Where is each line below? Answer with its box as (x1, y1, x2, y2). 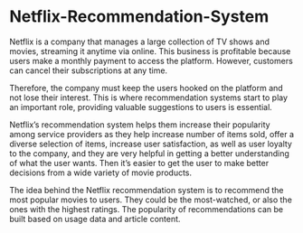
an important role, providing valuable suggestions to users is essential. (9, 101, 273, 112)
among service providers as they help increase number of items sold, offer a (9, 128, 295, 139)
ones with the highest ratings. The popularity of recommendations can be (9, 203, 284, 214)
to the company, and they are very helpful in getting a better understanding (9, 147, 289, 159)
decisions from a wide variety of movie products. (9, 167, 193, 178)
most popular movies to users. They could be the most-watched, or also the (9, 194, 292, 205)
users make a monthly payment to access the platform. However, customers (9, 55, 294, 66)
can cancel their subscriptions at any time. (9, 65, 168, 76)
